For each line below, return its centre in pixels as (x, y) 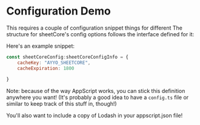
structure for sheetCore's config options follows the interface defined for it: (100, 34)
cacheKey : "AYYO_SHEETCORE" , (54, 62)
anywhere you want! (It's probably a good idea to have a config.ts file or (98, 97)
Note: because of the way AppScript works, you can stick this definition (96, 91)
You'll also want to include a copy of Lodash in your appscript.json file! (95, 115)
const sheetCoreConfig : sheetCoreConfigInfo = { (68, 57)
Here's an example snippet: (40, 46)
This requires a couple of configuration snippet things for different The (95, 28)
